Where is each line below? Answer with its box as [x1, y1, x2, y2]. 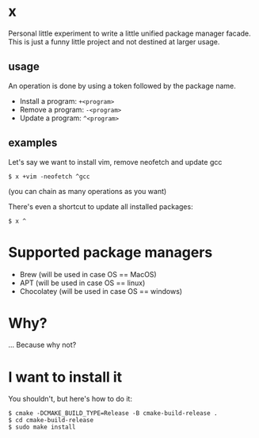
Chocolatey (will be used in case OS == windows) [19, 286, 183, 295]
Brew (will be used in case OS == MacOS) [19, 269, 157, 279]
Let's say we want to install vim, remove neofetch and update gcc [8, 157, 223, 166]
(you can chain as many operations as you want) [8, 186, 167, 196]
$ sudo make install [8, 423, 77, 432]
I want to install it [8, 368, 123, 386]
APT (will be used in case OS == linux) [19, 278, 146, 288]
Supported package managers [8, 243, 213, 261]
